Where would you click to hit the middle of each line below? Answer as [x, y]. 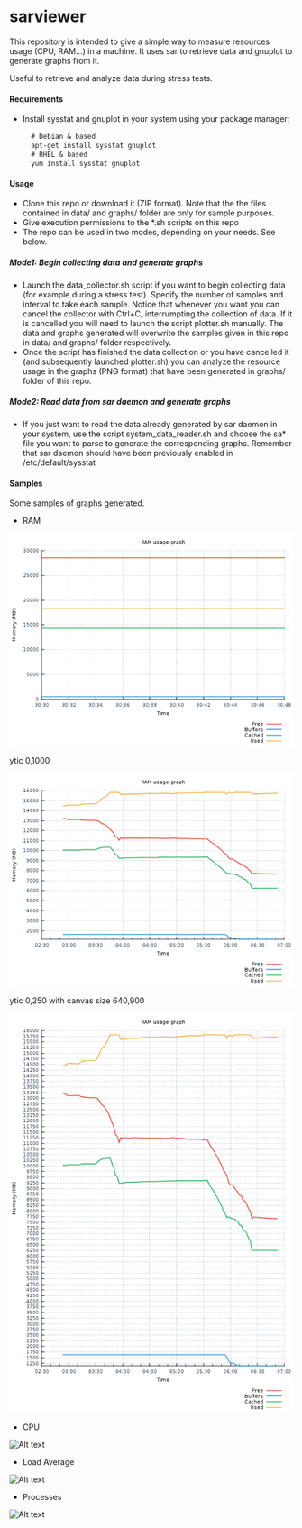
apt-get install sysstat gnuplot [94, 146]
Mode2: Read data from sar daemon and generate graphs [120, 401]
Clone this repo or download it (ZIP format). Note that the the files [144, 204]
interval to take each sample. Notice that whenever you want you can [151, 305]
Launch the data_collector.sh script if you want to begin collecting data [154, 285]
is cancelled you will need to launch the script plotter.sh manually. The [153, 324]
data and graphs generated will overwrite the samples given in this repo [156, 333]
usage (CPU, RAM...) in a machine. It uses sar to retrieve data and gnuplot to [151, 50]
